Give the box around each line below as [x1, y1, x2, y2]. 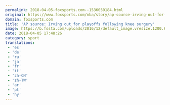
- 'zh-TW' [7, 78, 28, 83]
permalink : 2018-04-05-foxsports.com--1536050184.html [5, 7, 123, 13]
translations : [5, 40, 35, 45]
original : [5, 12, 26, 17]
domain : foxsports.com [5, 17, 53, 22]
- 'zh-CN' [7, 73, 28, 78]
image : [5, 26, 19, 31]
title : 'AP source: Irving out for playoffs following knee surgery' [5, 21, 155, 27]
